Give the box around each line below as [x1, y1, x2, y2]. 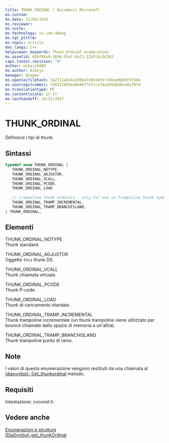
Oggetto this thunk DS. [5, 257, 54, 263]
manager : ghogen [5, 73, 39, 78]
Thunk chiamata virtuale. [5, 272, 57, 278]
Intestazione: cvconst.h [5, 399, 54, 405]
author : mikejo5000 [5, 63, 46, 68]
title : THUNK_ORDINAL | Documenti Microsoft [5, 7, 100, 13]
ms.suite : [5, 26, 26, 31]
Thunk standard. [5, 242, 39, 248]
